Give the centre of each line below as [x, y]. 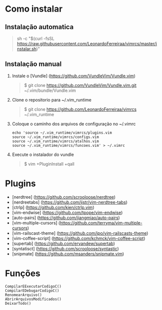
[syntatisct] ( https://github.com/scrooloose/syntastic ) [66, 248]
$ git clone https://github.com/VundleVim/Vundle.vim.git [80, 85]
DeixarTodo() [18, 303]
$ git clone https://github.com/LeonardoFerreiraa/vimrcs [80, 109]
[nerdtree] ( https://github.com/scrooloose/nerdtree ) [64, 197]
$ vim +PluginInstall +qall [49, 164]
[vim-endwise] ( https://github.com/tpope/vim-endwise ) [67, 212]
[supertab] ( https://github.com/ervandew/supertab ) [63, 243]
